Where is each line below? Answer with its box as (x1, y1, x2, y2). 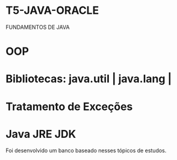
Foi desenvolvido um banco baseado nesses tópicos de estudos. (5, 147, 167, 154)
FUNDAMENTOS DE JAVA (5, 23, 70, 31)
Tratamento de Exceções (5, 100, 133, 113)
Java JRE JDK (5, 127, 76, 141)
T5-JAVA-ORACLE (5, 4, 99, 17)
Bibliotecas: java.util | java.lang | (5, 72, 172, 86)
